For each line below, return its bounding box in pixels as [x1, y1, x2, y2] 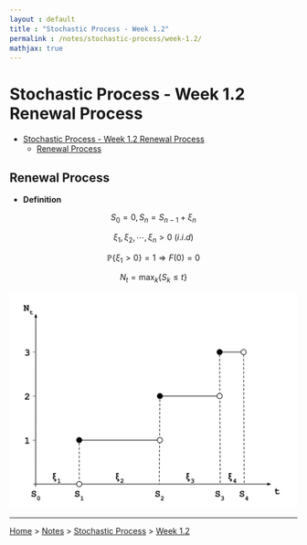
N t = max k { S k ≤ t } [120, 272, 187, 285]
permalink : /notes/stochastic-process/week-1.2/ [9, 34, 203, 43]
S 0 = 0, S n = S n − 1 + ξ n [111, 212, 196, 225]
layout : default [9, 15, 76, 24]
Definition [22, 194, 62, 204]
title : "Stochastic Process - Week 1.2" [9, 24, 170, 34]
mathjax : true [9, 44, 64, 53]
